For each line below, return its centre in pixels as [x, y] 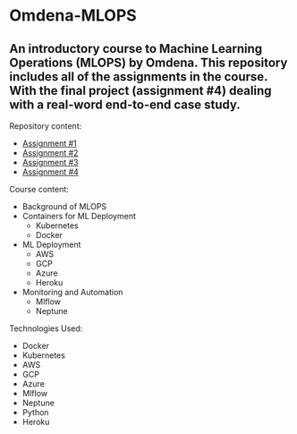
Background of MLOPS [64, 206]
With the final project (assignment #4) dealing [140, 90]
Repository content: [46, 126]
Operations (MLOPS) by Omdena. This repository [148, 62]
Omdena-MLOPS [73, 16]
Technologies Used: [46, 328]
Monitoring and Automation [72, 292]
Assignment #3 [50, 162]
